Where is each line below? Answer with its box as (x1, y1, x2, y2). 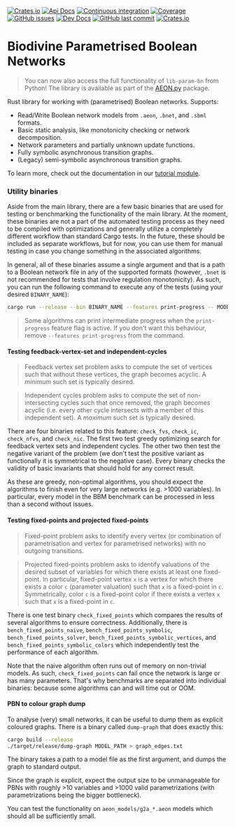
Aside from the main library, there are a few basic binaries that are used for (7, 203, 224, 211)
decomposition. (17, 133, 63, 141)
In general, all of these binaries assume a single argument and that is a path (7, 261, 225, 269)
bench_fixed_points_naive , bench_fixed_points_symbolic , (7, 626, 173, 634)
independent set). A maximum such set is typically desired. (24, 413, 196, 422)
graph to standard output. (7, 763, 82, 771)
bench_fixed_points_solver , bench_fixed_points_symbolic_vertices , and (7, 633, 217, 641)
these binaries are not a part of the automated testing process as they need (7, 217, 225, 226)
